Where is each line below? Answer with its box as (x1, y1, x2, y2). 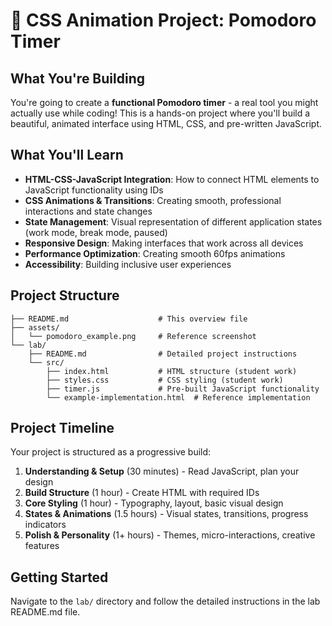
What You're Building (10, 70, 145, 87)
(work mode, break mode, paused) (24, 226, 168, 238)
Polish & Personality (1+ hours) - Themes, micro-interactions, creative (24, 529, 316, 541)
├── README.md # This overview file (10, 314, 248, 324)
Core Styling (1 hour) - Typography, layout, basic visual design (24, 497, 284, 509)
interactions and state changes (24, 205, 153, 217)
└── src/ (28, 357, 65, 368)
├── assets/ (10, 322, 60, 333)
